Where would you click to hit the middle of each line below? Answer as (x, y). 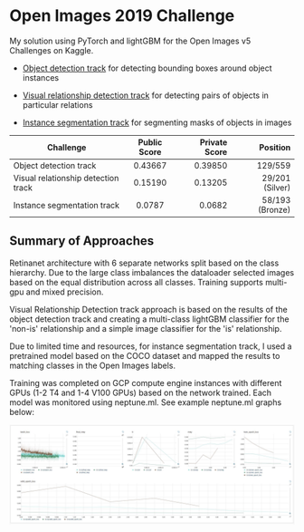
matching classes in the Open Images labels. (93, 365)
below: (22, 411)
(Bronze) (274, 210)
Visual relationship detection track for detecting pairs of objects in (146, 95)
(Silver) (277, 188)
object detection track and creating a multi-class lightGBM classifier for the (149, 319)
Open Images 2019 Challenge (122, 16)
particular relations (57, 104)
